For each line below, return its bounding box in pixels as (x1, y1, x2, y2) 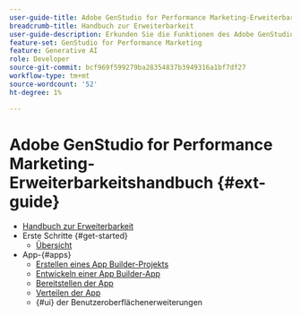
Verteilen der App (35, 287, 101, 298)
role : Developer (9, 55, 70, 64)
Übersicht (35, 240, 73, 251)
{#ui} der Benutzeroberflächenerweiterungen (35, 297, 203, 308)
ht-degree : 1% (9, 88, 63, 97)
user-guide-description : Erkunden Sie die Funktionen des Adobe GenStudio (9, 30, 295, 38)
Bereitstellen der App (35, 278, 114, 289)
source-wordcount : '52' (9, 80, 99, 89)
